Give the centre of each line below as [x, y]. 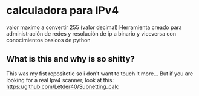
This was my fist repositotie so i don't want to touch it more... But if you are [100, 74]
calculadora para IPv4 [63, 11]
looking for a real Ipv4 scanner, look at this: [60, 80]
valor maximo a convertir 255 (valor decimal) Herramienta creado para [94, 27]
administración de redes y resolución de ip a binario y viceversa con [91, 33]
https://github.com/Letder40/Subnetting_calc [63, 86]
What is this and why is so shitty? [70, 59]
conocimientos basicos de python [48, 40]
